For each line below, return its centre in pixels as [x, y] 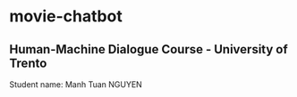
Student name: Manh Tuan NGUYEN [76, 85]
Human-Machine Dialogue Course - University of [148, 49]
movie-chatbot [66, 16]
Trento [28, 63]
